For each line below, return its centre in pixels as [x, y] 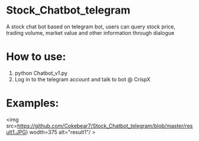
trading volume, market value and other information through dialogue [90, 32]
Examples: [33, 103]
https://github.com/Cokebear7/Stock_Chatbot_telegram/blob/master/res [105, 126]
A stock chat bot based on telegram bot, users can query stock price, [91, 27]
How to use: [36, 57]
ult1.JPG [16, 132]
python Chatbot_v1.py [41, 73]
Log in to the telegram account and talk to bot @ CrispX [83, 79]
